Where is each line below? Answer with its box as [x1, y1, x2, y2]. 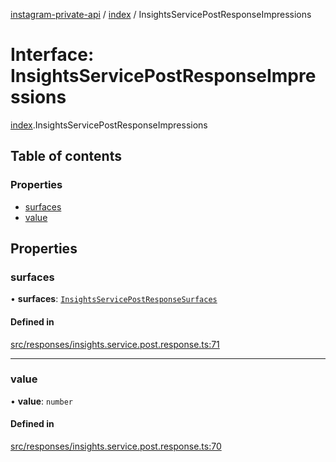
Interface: [10, 44, 95, 66]
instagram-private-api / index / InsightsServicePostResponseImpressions [10, 9, 312, 20]
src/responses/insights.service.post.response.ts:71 [10, 338, 220, 350]
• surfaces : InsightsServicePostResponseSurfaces [10, 293, 218, 305]
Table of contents [10, 148, 122, 165]
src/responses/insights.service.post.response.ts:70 [10, 440, 222, 453]
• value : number [10, 395, 73, 407]
